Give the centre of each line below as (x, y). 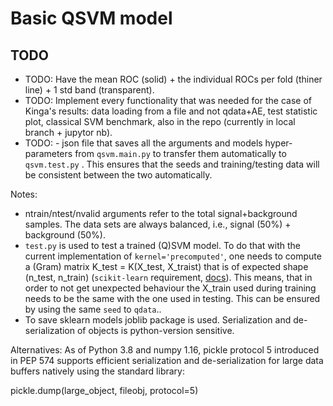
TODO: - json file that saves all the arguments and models (143, 143)
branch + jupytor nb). (68, 132)
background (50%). (65, 235)
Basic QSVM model (91, 18)
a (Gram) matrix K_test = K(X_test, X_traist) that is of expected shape (166, 266)
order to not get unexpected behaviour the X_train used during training (170, 288)
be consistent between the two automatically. (118, 175)
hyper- (278, 143)
